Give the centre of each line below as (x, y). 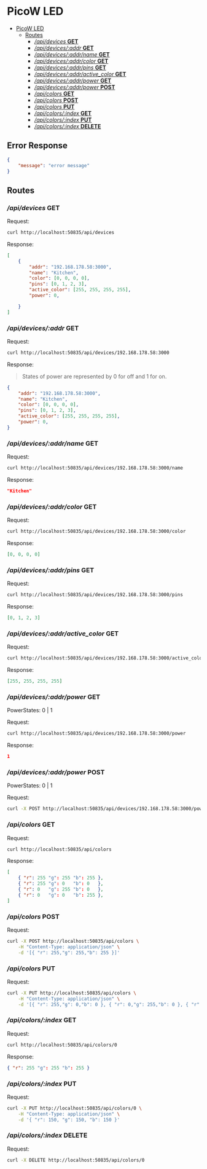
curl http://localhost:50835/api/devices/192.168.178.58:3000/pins (95, 595)
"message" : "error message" (54, 165)
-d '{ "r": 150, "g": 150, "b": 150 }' (69, 1120)
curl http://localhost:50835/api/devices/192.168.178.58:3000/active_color (106, 658)
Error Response (37, 146)
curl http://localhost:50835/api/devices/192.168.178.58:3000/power (96, 734)
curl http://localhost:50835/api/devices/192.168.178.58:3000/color (96, 532)
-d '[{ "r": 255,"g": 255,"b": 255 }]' (69, 953)
